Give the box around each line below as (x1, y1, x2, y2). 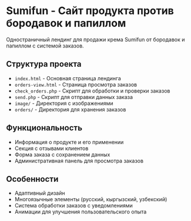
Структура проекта (6, 59, 82, 69)
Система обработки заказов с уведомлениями (14, 202, 133, 209)
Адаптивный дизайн (14, 189, 65, 197)
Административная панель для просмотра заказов (14, 157, 144, 164)
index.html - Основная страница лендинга (14, 74, 122, 81)
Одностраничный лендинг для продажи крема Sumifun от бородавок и (6, 36, 185, 43)
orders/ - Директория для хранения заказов (14, 106, 126, 113)
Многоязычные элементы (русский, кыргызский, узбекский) (14, 196, 167, 203)
